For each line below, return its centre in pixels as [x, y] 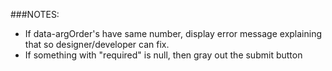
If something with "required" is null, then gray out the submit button [163, 55]
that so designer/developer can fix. [97, 44]
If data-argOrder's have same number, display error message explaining [173, 33]
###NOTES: [35, 14]
